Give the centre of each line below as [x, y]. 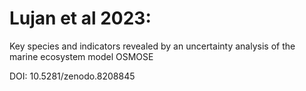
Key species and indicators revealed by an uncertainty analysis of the [152, 46]
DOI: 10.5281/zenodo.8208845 [72, 76]
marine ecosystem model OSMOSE [81, 56]
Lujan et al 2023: [80, 18]
